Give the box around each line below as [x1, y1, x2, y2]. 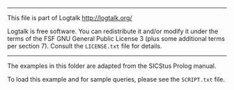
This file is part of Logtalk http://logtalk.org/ [7, 14, 132, 21]
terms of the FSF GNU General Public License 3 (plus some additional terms [7, 35, 225, 42]
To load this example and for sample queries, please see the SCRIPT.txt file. [7, 75, 225, 83]
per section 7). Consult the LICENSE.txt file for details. [7, 42, 162, 50]
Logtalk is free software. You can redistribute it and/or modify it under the [7, 27, 219, 35]
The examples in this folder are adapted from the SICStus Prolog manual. [7, 62, 217, 70]
